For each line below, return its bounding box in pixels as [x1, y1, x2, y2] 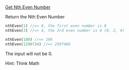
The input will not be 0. [5, 51, 53, 57]
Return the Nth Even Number [5, 14, 65, 19]
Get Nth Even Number [5, 4, 51, 10]
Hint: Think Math [5, 60, 40, 66]
